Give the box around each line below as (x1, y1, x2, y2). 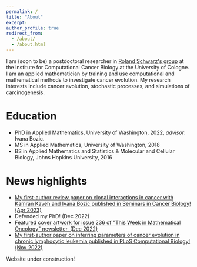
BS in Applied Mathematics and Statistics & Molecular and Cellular (14, 148, 175, 155)
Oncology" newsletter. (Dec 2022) (14, 225, 98, 232)
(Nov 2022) (14, 243, 43, 251)
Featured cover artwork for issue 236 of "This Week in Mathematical (14, 219, 181, 226)
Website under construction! (6, 255, 75, 262)
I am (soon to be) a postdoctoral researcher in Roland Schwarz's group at (6, 57, 184, 65)
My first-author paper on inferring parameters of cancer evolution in (14, 231, 180, 238)
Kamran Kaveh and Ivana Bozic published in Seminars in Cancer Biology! (14, 200, 191, 207)
